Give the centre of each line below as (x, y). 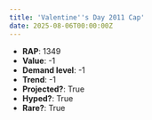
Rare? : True (44, 108)
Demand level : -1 (54, 70)
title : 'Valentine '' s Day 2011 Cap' (77, 17)
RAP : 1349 (41, 51)
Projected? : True (53, 89)
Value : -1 (39, 60)
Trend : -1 (39, 79)
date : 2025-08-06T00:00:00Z (61, 26)
